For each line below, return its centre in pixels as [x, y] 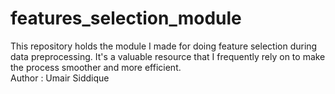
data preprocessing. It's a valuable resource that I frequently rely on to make [168, 56]
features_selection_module [126, 18]
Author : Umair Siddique [60, 78]
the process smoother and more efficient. [96, 67]
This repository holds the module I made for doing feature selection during [164, 46]
